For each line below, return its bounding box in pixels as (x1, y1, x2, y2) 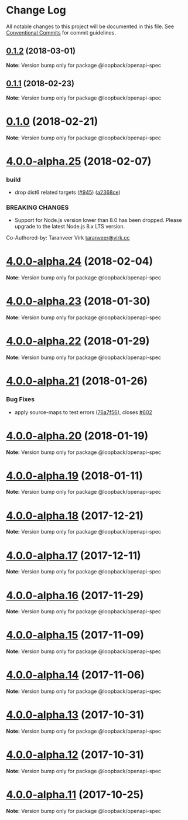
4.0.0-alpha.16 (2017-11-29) (6, 589, 144, 602)
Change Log (6, 4, 66, 17)
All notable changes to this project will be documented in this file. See (6, 23, 175, 30)
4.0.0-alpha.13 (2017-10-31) (6, 708, 145, 722)
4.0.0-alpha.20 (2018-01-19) (6, 429, 149, 442)
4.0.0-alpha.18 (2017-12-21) (6, 509, 144, 522)
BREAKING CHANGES (6, 203, 69, 211)
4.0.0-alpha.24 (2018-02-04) (6, 255, 153, 268)
